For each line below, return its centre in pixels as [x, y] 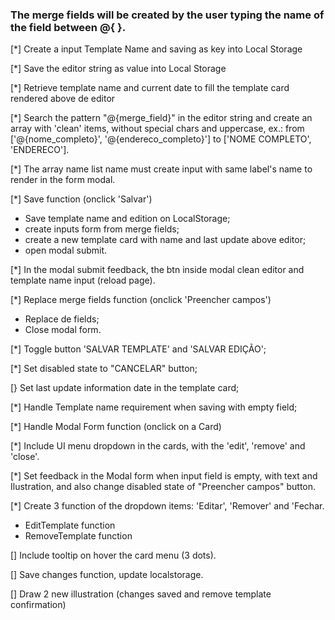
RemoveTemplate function [78, 536]
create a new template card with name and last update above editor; [165, 240]
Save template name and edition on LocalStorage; [127, 219]
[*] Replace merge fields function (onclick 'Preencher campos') [141, 300]
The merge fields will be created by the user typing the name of [167, 15]
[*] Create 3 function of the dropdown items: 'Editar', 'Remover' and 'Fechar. [167, 506]
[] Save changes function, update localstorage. [107, 575]
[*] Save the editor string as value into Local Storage [118, 69]
